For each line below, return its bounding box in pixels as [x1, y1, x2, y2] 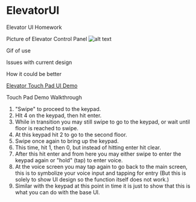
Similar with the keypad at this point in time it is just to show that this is [14, 182, 191, 189]
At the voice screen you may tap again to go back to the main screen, [14, 163, 188, 170]
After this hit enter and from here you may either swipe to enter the [14, 150, 182, 157]
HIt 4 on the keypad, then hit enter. [14, 112, 102, 119]
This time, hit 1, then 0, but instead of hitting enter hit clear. [14, 144, 162, 151]
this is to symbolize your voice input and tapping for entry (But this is [14, 169, 186, 177]
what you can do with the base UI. [14, 188, 101, 196]
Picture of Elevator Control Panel [6, 35, 87, 42]
